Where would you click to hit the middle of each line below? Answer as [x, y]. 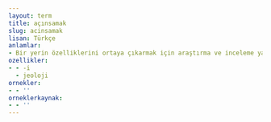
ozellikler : [28, 61]
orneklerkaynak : [35, 98]
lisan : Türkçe [32, 38]
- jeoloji [32, 75]
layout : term [30, 16]
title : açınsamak [38, 23]
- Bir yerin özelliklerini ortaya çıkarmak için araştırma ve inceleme [131, 53]
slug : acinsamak [35, 31]
